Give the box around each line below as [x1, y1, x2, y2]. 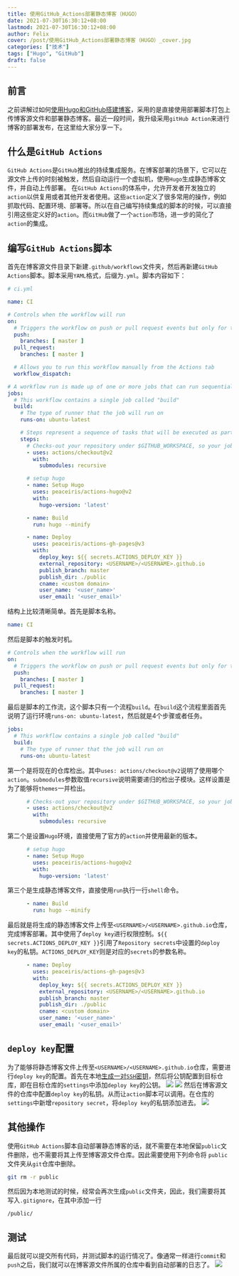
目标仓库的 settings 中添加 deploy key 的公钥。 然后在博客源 [31, 1080, 222, 1089]
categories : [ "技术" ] [7, 43, 70, 51]
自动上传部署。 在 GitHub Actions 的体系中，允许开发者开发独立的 [26, 184, 216, 192]
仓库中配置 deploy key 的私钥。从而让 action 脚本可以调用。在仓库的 [19, 1090, 215, 1098]
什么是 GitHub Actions [7, 145, 103, 157]
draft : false [7, 57, 46, 64]
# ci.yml [7, 285, 33, 292]
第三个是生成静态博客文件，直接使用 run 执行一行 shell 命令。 [7, 886, 183, 895]
